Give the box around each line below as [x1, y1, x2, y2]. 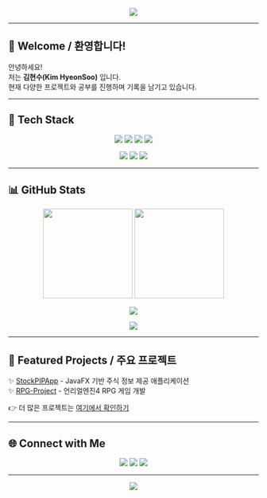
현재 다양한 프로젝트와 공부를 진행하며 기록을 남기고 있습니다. [8, 82, 197, 92]
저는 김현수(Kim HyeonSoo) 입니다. [8, 72, 122, 81]
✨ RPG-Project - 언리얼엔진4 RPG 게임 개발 [8, 386, 146, 396]
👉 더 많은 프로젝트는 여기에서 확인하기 [8, 403, 130, 413]
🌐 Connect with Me [8, 437, 106, 450]
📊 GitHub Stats [8, 183, 86, 197]
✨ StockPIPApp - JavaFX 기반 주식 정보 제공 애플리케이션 [8, 376, 189, 386]
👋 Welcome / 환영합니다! [8, 40, 126, 53]
